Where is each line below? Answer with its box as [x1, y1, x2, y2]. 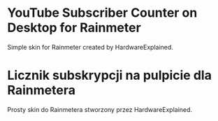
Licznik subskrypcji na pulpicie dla [7, 68, 212, 83]
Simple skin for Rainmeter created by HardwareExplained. [7, 43, 173, 51]
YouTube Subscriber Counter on [7, 5, 198, 21]
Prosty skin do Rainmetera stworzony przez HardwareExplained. [7, 105, 193, 113]
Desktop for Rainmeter [7, 20, 141, 36]
